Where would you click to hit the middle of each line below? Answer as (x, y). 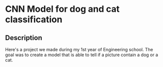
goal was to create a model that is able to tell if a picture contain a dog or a (81, 55)
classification (34, 19)
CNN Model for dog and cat (62, 9)
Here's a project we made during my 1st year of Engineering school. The (79, 50)
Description (24, 38)
